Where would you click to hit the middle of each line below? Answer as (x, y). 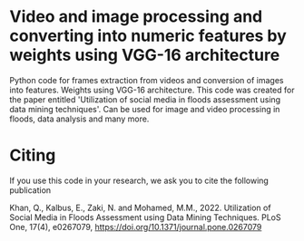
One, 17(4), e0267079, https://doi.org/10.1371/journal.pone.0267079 (136, 227)
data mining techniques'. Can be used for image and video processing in (145, 109)
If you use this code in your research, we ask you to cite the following (139, 180)
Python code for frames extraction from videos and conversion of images (147, 80)
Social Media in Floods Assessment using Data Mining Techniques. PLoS (145, 217)
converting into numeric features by (148, 36)
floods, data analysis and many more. (79, 119)
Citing (33, 155)
